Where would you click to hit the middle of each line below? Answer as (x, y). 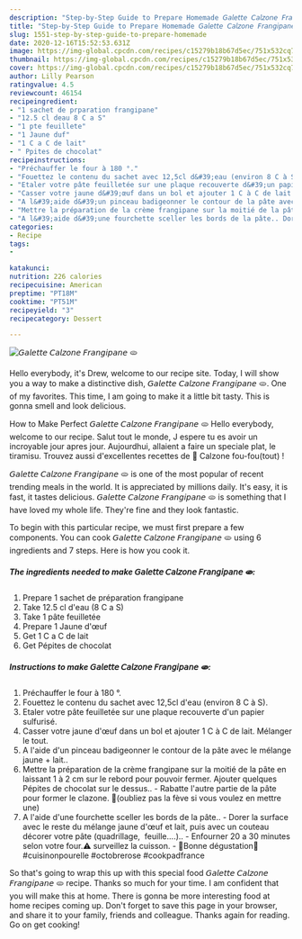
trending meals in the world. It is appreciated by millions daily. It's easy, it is (149, 487)
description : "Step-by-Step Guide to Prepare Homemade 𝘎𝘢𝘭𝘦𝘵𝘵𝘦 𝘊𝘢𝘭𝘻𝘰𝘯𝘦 (144, 18)
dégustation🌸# (234, 846)
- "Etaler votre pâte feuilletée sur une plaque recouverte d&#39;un (142, 185)
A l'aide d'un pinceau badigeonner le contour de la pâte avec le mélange (157, 750)
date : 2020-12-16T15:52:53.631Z (70, 43)
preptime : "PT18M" (44, 293)
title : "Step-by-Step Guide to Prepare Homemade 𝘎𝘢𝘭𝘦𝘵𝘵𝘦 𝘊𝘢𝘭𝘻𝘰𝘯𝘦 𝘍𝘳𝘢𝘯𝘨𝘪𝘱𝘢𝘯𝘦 (152, 26)
